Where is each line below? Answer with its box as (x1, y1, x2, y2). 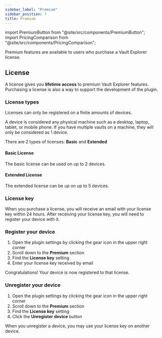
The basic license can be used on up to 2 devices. (5, 161, 106, 167)
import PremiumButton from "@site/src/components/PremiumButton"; (5, 30, 145, 36)
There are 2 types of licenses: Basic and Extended (5, 139, 108, 145)
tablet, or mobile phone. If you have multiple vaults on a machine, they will (5, 125, 154, 130)
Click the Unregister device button (12, 313, 83, 319)
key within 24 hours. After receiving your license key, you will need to (5, 211, 144, 217)
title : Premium (5, 16, 36, 21)
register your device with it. (5, 216, 60, 222)
